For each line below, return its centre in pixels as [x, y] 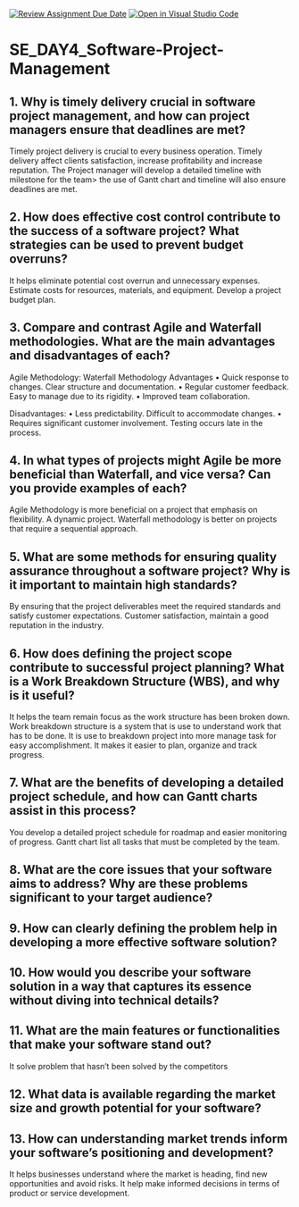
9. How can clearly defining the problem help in [143, 928]
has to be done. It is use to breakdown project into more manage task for [143, 736]
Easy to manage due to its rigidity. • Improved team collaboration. [130, 396]
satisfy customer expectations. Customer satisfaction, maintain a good [139, 616]
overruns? [39, 259]
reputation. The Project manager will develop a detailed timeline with [135, 170]
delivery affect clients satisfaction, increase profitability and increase [136, 160]
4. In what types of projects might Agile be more [145, 461]
